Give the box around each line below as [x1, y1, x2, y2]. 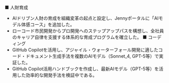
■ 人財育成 [5, 5, 29, 10]
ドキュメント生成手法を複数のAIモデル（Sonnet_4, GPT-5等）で [25, 53, 159, 59]
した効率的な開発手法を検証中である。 [16, 72, 97, 78]
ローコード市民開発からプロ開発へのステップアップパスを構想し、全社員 [12, 28, 164, 34]
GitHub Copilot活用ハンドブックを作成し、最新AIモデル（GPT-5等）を [12, 66, 159, 72]
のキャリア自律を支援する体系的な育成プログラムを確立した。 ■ [12, 34, 147, 40]
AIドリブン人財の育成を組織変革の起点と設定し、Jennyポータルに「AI [12, 15, 159, 21]
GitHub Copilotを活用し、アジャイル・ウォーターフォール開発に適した [12, 47, 159, 53]
